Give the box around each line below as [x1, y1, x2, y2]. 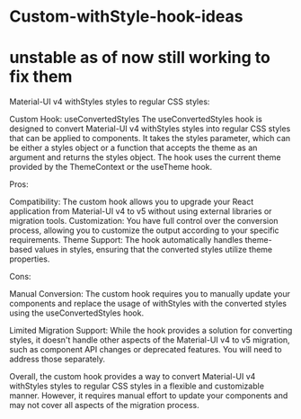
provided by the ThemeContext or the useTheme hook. [9, 162, 213, 173]
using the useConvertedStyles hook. [9, 308, 145, 318]
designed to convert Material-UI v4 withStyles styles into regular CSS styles [9, 123, 291, 134]
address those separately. [9, 353, 106, 365]
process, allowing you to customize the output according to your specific [9, 225, 280, 236]
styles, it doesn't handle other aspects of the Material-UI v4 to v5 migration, [9, 334, 290, 345]
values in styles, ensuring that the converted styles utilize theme [34, 245, 273, 255]
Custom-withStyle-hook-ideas [9, 6, 243, 27]
